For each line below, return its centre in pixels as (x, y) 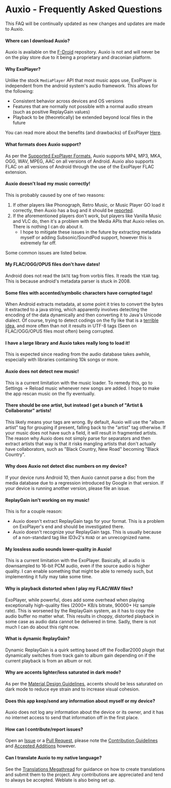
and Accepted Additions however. (41, 746)
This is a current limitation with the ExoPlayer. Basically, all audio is (75, 561)
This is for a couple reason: (34, 512)
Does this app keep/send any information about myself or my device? (80, 701)
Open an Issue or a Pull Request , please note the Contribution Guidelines (81, 741)
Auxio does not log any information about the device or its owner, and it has (84, 712)
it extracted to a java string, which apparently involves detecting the (76, 310)
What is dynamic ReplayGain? (38, 639)
